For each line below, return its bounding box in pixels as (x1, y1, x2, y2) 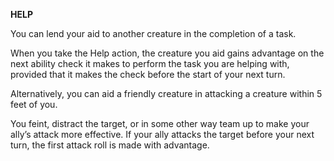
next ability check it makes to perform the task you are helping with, (10, 58, 290, 69)
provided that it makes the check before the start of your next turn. (10, 69, 286, 80)
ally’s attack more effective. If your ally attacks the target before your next (10, 129, 315, 140)
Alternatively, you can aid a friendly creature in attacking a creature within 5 (10, 88, 323, 99)
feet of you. (10, 99, 58, 110)
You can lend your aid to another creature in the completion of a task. (10, 28, 297, 39)
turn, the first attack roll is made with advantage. (10, 139, 210, 151)
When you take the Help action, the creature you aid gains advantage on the (10, 47, 325, 59)
